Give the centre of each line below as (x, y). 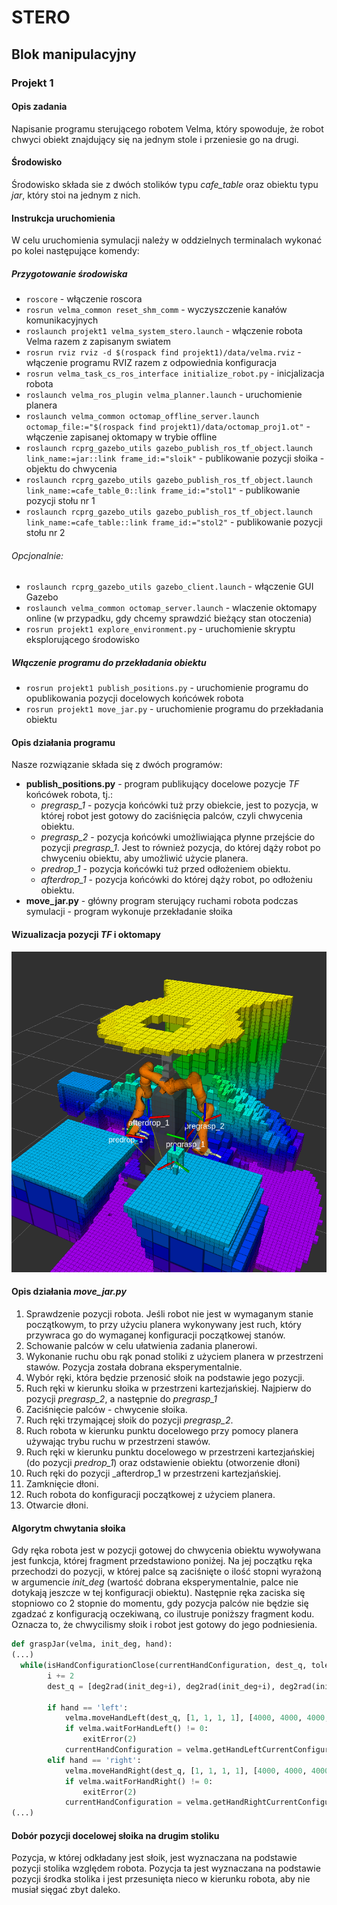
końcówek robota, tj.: (69, 795)
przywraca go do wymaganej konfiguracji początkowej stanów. (155, 1335)
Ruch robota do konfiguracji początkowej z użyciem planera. (150, 1495)
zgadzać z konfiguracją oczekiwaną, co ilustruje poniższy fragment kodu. (163, 1614)
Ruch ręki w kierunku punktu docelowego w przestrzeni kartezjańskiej (170, 1452)
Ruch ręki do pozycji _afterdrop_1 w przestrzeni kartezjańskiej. (153, 1473)
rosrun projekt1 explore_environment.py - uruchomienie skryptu (160, 629)
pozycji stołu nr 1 (60, 501)
